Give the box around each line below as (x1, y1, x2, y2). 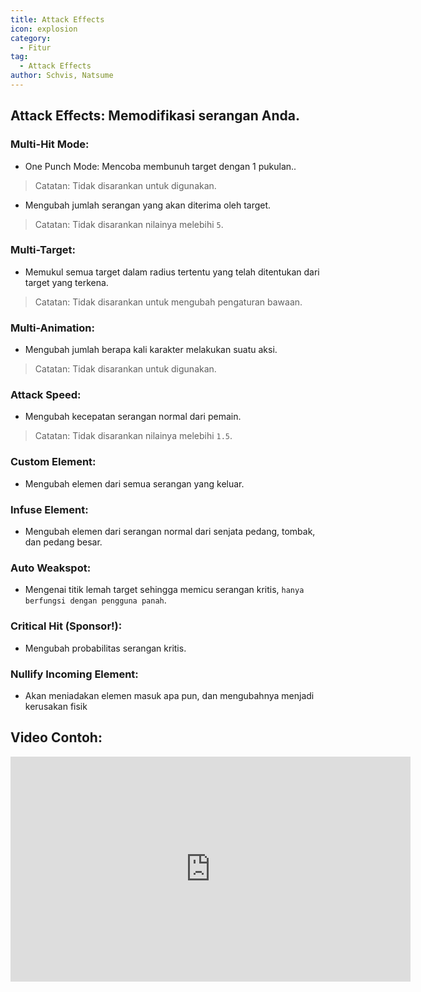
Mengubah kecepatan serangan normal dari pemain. (24, 411, 242, 423)
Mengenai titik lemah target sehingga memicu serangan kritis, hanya (24, 584, 305, 596)
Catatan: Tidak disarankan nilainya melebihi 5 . (34, 218, 224, 230)
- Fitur (19, 42, 52, 53)
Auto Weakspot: (10, 561, 92, 575)
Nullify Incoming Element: (10, 667, 139, 681)
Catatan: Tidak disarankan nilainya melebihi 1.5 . (34, 430, 233, 442)
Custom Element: (10, 455, 97, 469)
